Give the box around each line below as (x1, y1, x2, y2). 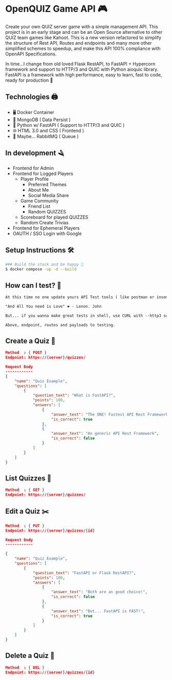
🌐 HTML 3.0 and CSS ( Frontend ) (12, 127, 84, 133)
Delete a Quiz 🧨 (5, 651, 55, 660)
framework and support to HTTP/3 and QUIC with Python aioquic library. (5, 66, 159, 72)
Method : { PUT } (5, 523, 45, 528)
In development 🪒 (5, 149, 65, 158)
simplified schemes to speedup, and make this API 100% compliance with (5, 45, 161, 51)
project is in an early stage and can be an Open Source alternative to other (5, 29, 163, 35)
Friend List (28, 203, 51, 209)
